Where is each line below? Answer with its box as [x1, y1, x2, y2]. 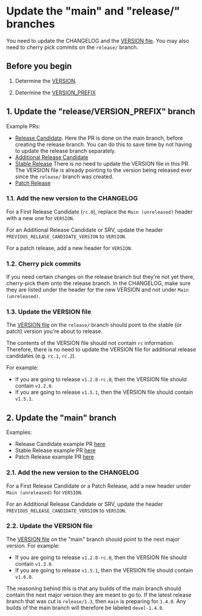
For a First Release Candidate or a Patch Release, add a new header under [6, 482, 191, 490]
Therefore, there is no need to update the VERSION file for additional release [6, 346, 197, 353]
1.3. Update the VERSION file [6, 307, 92, 316]
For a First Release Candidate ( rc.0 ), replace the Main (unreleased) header [6, 208, 193, 215]
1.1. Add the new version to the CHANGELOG [6, 194, 138, 203]
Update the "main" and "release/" [6, 4, 180, 18]
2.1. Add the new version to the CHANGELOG [6, 468, 139, 477]
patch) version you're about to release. [6, 328, 103, 335]
